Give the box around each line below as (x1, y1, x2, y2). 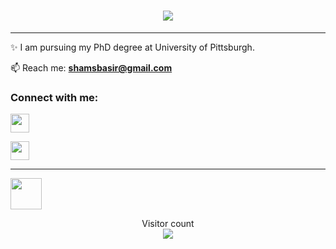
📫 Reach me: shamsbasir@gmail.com (10, 61, 173, 74)
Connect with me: (10, 90, 99, 104)
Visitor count (141, 218, 195, 230)
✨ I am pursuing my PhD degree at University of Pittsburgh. (10, 41, 255, 53)
